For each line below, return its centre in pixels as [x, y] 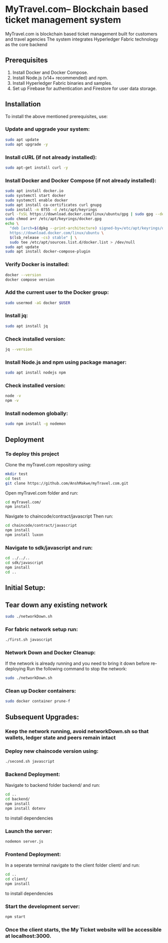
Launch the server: [29, 831]
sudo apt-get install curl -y [37, 167]
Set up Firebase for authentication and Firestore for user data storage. [84, 88]
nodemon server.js [24, 841]
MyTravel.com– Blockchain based [77, 9]
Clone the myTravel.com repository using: [48, 464]
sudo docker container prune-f [38, 701]
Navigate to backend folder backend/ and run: [53, 785]
